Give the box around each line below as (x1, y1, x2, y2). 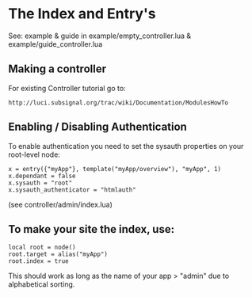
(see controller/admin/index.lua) (8, 200, 113, 209)
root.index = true (8, 257, 69, 265)
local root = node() (8, 243, 77, 252)
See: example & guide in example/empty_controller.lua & (8, 31, 192, 40)
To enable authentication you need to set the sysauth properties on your (8, 141, 244, 150)
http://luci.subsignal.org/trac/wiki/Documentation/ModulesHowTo (8, 98, 228, 107)
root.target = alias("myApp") (8, 250, 109, 258)
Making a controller (8, 63, 107, 76)
